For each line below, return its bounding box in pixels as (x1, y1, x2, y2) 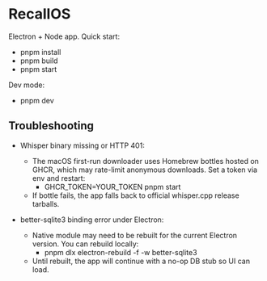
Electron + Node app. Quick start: (8, 31, 120, 41)
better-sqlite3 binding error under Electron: (19, 215, 164, 224)
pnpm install (19, 47, 61, 57)
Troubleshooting (8, 119, 95, 133)
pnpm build (19, 56, 58, 65)
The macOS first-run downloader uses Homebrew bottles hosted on (32, 156, 259, 166)
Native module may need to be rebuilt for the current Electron (32, 230, 237, 240)
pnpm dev (19, 95, 54, 105)
